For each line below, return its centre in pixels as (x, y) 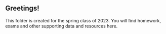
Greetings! (22, 8)
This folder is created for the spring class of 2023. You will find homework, (83, 20)
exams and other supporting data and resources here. (61, 26)
